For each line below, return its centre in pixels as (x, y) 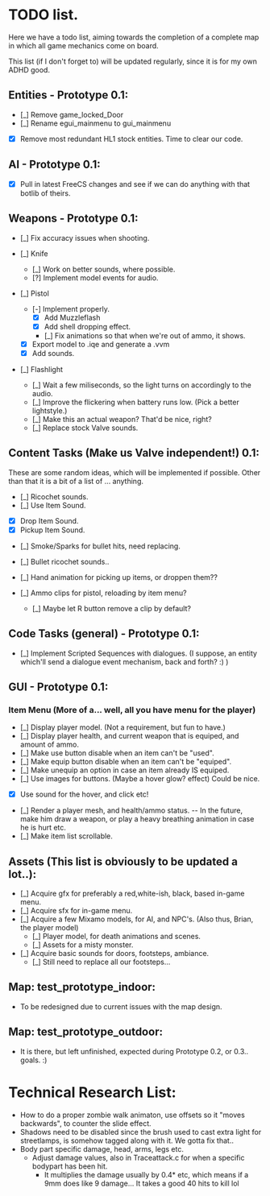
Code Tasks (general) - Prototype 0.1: (104, 634)
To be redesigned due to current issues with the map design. (121, 1006)
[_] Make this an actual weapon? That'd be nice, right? (122, 419)
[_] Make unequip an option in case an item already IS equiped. (125, 770)
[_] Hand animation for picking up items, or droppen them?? (118, 577)
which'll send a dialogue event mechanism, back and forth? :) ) (124, 661)
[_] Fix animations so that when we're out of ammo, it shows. (145, 335)
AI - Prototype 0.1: (54, 165)
